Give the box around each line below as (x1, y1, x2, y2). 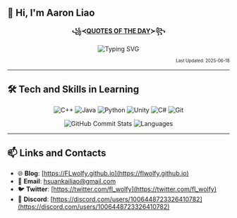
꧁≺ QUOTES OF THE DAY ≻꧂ (71, 26, 166, 35)
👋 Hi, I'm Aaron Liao (7, 7, 95, 19)
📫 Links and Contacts (7, 147, 107, 159)
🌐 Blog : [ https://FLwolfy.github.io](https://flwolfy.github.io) (17, 169, 189, 178)
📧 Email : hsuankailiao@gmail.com (17, 177, 116, 186)
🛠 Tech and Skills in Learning (7, 84, 140, 96)
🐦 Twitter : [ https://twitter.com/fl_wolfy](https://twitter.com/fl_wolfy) (17, 185, 217, 193)
